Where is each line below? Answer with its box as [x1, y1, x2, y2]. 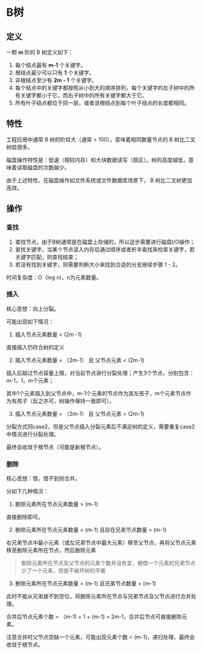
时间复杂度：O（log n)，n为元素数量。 [6, 273, 102, 281]
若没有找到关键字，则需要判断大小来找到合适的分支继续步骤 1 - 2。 [14, 261, 181, 268]
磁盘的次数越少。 [27, 164, 70, 171]
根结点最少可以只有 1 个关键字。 [14, 69, 95, 76]
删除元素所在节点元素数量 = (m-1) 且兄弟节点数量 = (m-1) [14, 580, 157, 587]
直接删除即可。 [6, 513, 43, 520]
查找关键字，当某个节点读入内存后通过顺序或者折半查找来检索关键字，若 [14, 245, 195, 253]
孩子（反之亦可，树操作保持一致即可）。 [16, 397, 115, 404]
